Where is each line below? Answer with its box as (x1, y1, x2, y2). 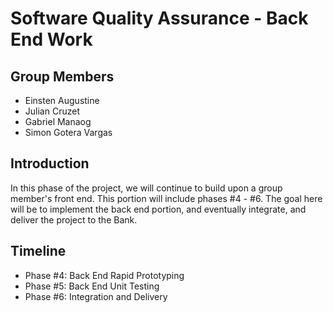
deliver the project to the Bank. (10, 213, 138, 226)
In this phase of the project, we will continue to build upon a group (10, 182, 283, 194)
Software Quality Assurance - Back (10, 7, 309, 30)
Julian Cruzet (24, 105, 80, 117)
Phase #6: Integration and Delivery (24, 290, 168, 302)
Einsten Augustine (24, 95, 100, 106)
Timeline (10, 243, 67, 260)
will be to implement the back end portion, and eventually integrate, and (10, 203, 307, 215)
